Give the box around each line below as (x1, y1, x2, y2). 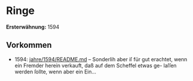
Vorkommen (6, 40, 52, 50)
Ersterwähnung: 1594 (6, 23, 60, 30)
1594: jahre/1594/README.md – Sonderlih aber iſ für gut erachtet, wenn (14, 55, 188, 62)
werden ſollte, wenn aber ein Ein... (14, 68, 96, 75)
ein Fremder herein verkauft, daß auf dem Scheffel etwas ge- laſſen (14, 62, 177, 69)
